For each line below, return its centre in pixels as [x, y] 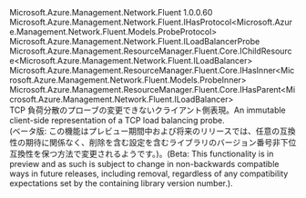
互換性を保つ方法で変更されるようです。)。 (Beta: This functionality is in [142, 153]
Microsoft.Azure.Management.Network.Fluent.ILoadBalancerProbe [135, 41]
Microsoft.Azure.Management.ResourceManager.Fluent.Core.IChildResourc [151, 51]
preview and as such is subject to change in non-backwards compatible [144, 164]
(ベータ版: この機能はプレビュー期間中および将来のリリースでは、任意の [145, 131]
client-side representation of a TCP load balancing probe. [117, 120]
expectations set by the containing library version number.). [122, 183]
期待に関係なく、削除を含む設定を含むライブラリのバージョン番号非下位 [161, 142]
